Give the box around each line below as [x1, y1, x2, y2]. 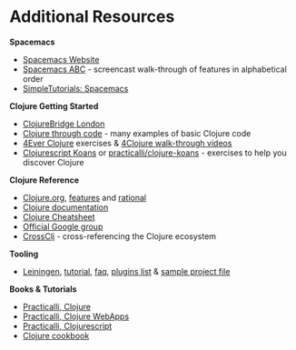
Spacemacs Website [22, 54, 100, 65]
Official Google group [22, 221, 104, 232]
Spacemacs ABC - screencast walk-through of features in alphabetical [22, 64, 288, 75]
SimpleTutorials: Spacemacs [22, 83, 129, 94]
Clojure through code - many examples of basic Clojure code [22, 127, 252, 138]
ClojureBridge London [22, 118, 105, 129]
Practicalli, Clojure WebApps [22, 311, 130, 322]
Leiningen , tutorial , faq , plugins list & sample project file [22, 265, 231, 276]
